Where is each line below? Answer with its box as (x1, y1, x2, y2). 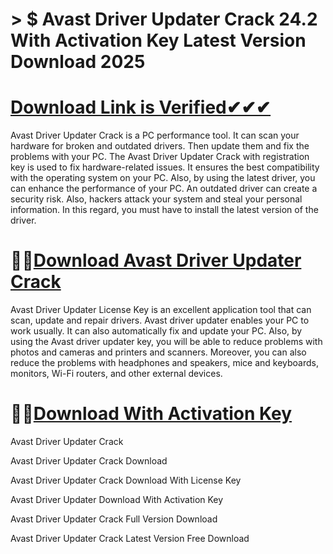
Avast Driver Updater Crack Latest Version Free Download (10, 533, 250, 544)
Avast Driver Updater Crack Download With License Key (10, 474, 242, 486)
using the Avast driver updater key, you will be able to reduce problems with (10, 336, 323, 348)
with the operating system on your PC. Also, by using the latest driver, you (10, 172, 316, 184)
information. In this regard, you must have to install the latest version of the (10, 204, 319, 216)
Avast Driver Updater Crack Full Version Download (10, 513, 218, 525)
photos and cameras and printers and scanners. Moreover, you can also (10, 346, 307, 358)
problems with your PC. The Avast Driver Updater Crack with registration (10, 151, 310, 163)
